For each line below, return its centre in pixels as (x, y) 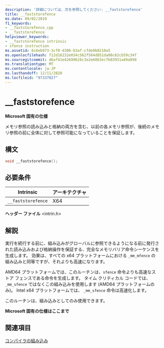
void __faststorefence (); (31, 161)
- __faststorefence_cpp (29, 28)
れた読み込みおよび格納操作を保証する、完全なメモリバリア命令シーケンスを (82, 249)
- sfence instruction (27, 46)
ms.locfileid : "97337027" (31, 78)
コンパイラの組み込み (26, 341)
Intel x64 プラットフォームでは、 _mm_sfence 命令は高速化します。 (83, 290)
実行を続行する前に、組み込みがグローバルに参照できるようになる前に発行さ (82, 243)
